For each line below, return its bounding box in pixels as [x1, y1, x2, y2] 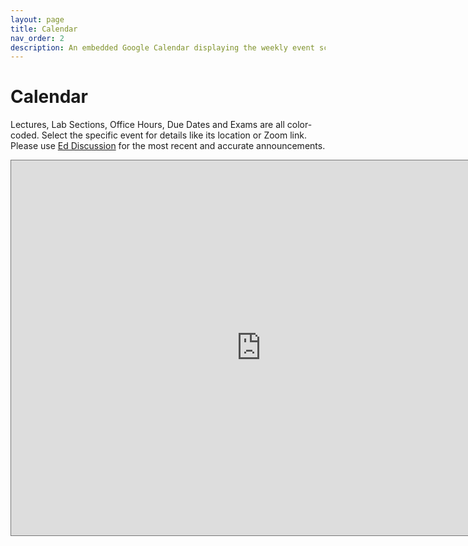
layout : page [10, 14, 65, 25]
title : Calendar [10, 24, 78, 34]
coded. [10, 129, 40, 141]
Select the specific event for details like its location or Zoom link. [41, 129, 307, 141]
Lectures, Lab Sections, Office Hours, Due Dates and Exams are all [10, 119, 285, 131]
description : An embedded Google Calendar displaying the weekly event [10, 42, 315, 53]
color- [286, 119, 313, 131]
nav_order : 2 [10, 33, 65, 43]
